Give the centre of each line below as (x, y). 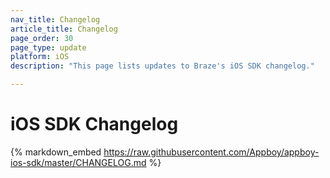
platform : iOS (40, 57)
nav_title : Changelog (55, 19)
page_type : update (48, 47)
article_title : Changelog (64, 29)
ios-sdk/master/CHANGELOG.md (78, 162)
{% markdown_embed (56, 152)
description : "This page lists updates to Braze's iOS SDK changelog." (162, 66)
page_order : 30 (42, 38)
